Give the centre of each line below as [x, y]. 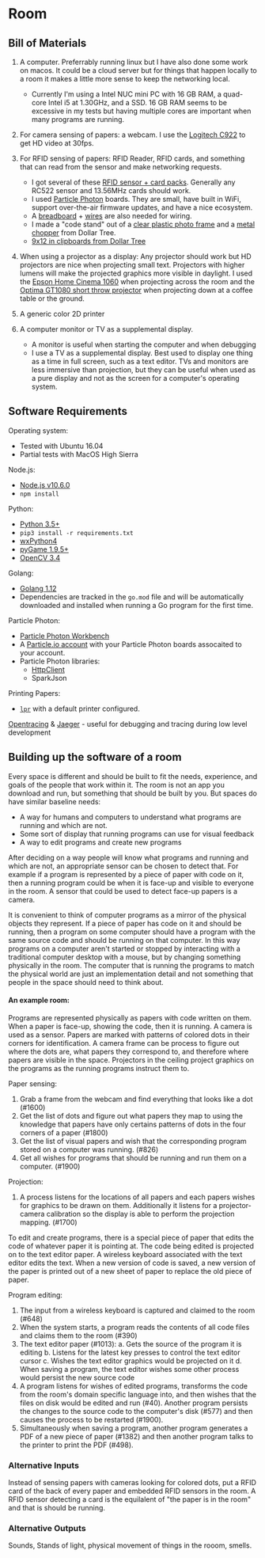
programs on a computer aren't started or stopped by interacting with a [125, 948]
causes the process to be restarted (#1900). [91, 1419]
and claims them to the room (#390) [78, 1336]
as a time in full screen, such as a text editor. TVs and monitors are [140, 361]
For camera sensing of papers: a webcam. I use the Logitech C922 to [132, 135]
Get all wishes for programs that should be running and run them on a [133, 1157]
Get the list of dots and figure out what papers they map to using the [131, 1115]
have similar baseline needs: [55, 801]
